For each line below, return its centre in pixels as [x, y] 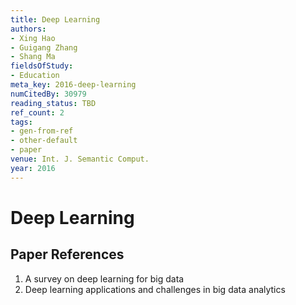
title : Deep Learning [55, 19]
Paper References [67, 254]
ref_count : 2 [37, 112]
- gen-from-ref [42, 131]
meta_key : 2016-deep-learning [73, 85]
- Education [35, 76]
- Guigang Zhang [44, 47]
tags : [21, 122]
